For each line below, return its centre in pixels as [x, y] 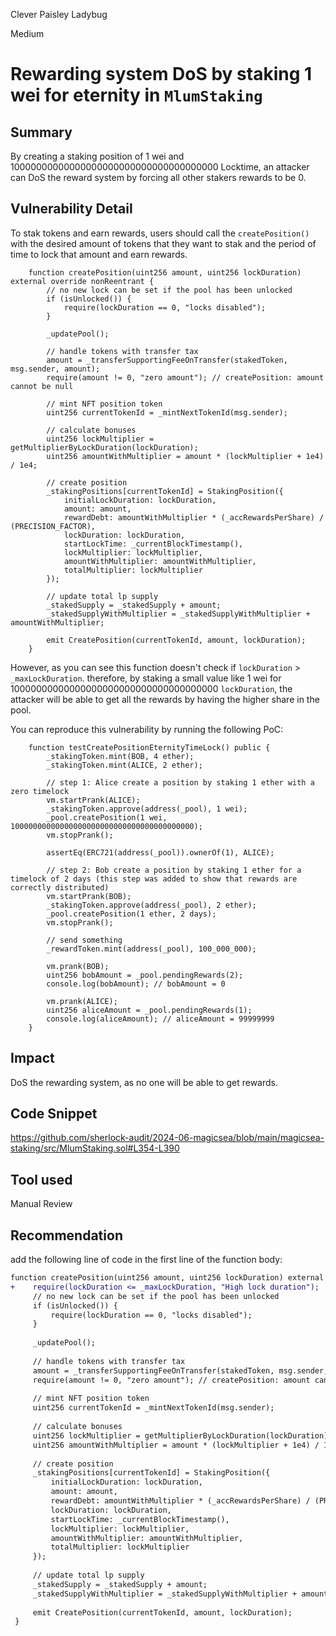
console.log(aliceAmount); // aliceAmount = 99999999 [160, 1019]
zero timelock [40, 791]
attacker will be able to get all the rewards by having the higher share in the [165, 699]
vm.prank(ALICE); [82, 1001]
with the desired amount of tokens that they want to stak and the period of [163, 243]
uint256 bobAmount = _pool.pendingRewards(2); [145, 975]
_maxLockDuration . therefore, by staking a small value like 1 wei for [146, 678]
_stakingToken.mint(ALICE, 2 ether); [124, 765]
